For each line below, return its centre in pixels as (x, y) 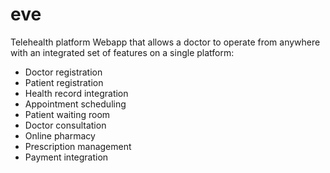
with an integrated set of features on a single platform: (122, 52)
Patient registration (64, 82)
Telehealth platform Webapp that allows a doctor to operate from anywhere (165, 42)
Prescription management (78, 146)
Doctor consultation (65, 125)
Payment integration (66, 157)
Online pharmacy (60, 135)
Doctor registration (63, 72)
